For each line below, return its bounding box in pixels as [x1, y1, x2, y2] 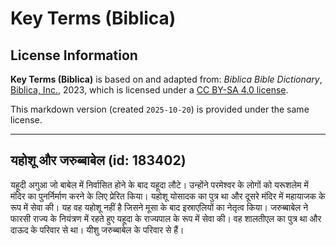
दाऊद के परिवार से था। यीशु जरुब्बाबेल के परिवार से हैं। [10, 223, 185, 236]
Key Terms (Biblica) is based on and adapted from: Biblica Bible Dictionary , [10, 73, 323, 85]
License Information [10, 47, 138, 64]
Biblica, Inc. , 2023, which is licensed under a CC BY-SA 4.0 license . [10, 84, 289, 96]
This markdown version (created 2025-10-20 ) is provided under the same [10, 103, 310, 115]
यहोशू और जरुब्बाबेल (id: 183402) [10, 152, 187, 169]
